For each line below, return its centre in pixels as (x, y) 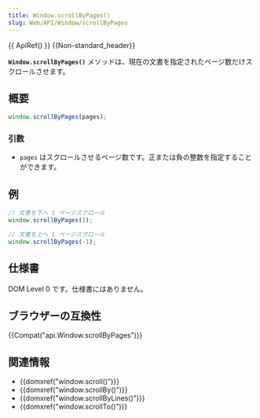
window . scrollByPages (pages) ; (58, 117)
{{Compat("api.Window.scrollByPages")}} (75, 335)
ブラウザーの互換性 (55, 316)
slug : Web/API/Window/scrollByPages (68, 23)
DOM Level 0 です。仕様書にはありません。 (78, 289)
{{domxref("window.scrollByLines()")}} (82, 398)
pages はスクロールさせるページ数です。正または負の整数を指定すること (135, 157)
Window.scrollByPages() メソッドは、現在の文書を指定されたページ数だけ (127, 61)
